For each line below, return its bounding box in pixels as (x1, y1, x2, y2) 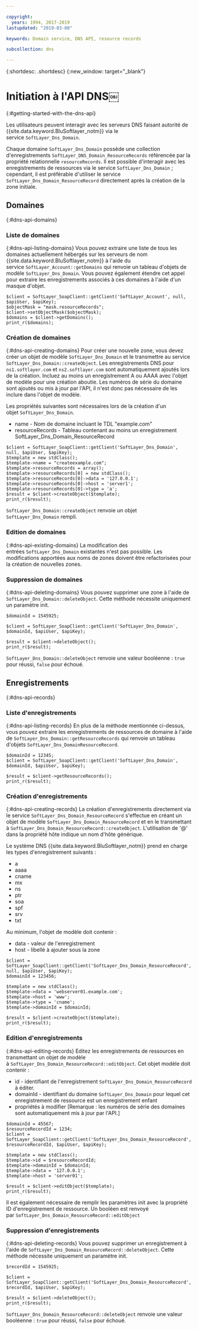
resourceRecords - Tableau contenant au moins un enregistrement (14, 427, 177, 434)
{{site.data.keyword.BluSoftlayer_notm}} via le (6, 128, 119, 135)
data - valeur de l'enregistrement (14, 940, 95, 947)
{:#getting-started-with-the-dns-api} (6, 110, 96, 117)
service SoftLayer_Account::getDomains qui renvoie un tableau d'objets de (6, 264, 187, 271)
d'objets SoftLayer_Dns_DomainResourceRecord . (6, 741, 119, 748)
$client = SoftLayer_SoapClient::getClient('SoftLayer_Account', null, (6, 294, 186, 300)
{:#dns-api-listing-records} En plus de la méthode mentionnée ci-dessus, (6, 722, 185, 729)
